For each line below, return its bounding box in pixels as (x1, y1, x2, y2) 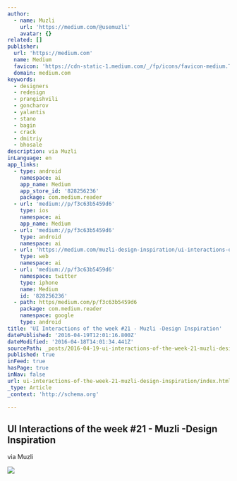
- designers (13, 83, 49, 90)
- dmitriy (13, 135, 42, 142)
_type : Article (7, 384, 52, 391)
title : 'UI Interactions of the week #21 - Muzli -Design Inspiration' (7, 325, 222, 332)
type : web (20, 253, 49, 260)
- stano (13, 115, 37, 122)
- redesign (13, 89, 46, 96)
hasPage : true (7, 365, 49, 372)
